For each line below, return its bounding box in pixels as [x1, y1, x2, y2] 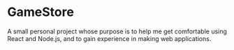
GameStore [7, 4, 75, 20]
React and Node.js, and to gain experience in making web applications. [7, 34, 212, 42]
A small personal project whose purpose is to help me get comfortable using [7, 27, 227, 35]
